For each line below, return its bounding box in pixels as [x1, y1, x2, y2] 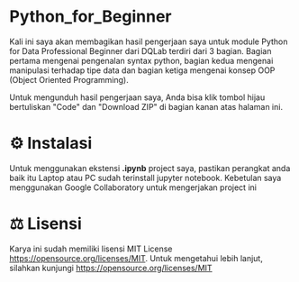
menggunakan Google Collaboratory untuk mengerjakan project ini [9, 182, 257, 193]
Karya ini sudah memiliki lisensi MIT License [9, 243, 173, 254]
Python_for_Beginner [9, 6, 172, 27]
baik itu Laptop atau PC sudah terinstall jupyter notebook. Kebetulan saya [9, 172, 282, 183]
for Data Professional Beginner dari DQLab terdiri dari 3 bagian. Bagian [9, 45, 272, 56]
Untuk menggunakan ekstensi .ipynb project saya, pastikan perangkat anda [9, 162, 291, 173]
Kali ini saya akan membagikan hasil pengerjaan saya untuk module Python [9, 36, 288, 47]
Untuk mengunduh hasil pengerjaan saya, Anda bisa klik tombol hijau [9, 92, 266, 103]
